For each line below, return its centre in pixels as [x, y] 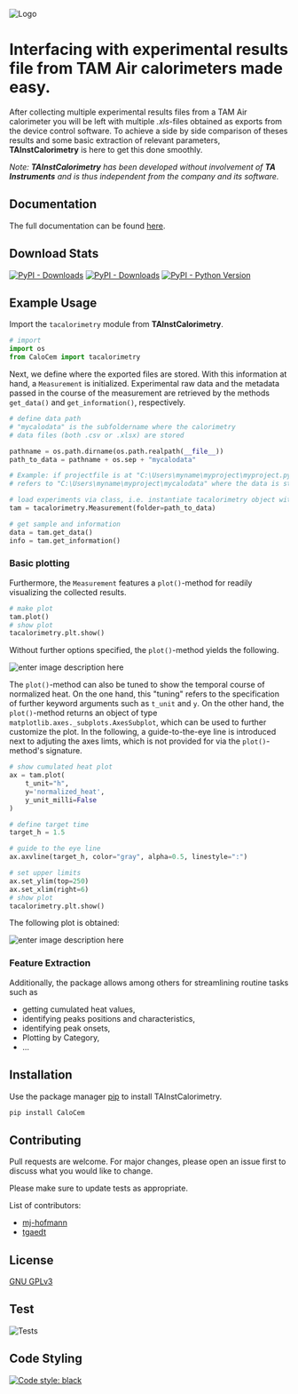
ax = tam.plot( [37, 776]
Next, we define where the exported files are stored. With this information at [148, 374]
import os [27, 349]
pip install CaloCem [47, 1112]
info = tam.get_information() [65, 541]
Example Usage [53, 303]
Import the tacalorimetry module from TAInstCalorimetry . [117, 324]
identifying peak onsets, [66, 1028]
